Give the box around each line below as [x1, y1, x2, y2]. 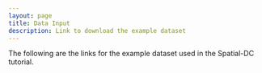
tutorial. [8, 57, 34, 67]
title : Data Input [8, 19, 70, 27]
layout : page [8, 11, 53, 20]
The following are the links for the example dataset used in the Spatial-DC [8, 49, 255, 59]
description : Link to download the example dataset [8, 26, 186, 34]
